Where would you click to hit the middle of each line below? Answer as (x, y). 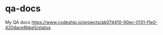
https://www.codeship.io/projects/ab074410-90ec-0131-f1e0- (95, 22)
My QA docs (18, 22)
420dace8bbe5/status (28, 27)
